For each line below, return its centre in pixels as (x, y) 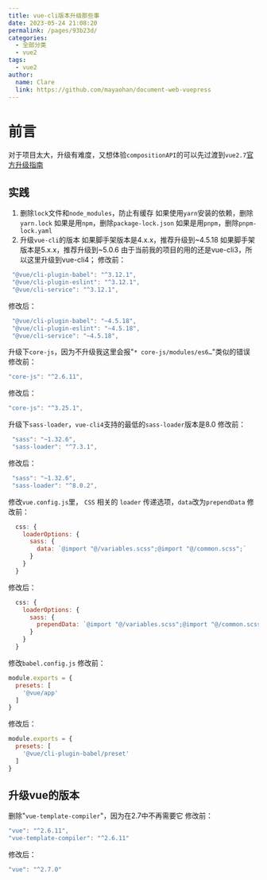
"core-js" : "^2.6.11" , (46, 377)
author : (21, 75)
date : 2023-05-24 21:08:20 (53, 23)
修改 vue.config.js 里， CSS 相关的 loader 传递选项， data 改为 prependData (127, 501)
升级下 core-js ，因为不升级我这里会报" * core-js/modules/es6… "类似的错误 (129, 352)
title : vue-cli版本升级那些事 (54, 16)
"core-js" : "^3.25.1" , (46, 408)
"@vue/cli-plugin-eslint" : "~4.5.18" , (76, 328)
